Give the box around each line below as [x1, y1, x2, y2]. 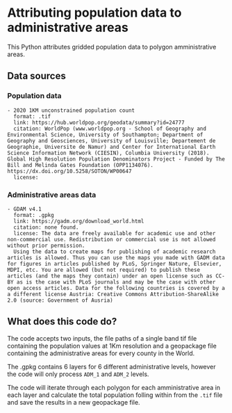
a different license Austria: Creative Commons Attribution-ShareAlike [7, 291, 219, 298]
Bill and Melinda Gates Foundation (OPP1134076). [7, 161, 154, 168]
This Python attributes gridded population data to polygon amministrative [7, 42, 217, 51]
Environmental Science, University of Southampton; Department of [7, 131, 204, 138]
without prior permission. [7, 242, 85, 249]
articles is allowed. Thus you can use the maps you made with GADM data [7, 254, 226, 261]
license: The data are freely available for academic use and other [13, 229, 216, 237]
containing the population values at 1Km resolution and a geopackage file [7, 341, 217, 350]
